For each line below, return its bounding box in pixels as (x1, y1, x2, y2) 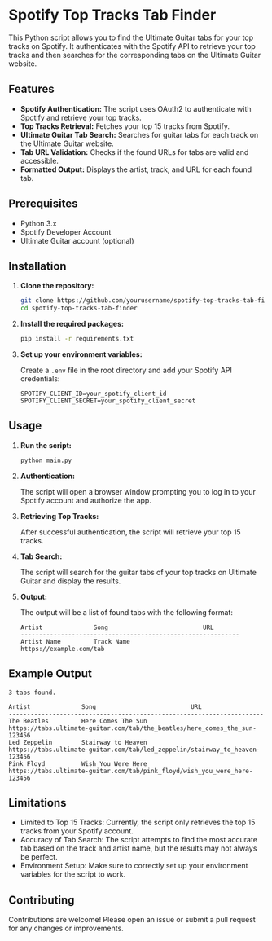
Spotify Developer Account (20, 226, 112, 237)
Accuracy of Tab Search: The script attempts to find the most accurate (20, 835, 258, 845)
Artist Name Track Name (20, 637, 130, 645)
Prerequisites (8, 197, 78, 211)
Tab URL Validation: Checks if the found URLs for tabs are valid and (20, 147, 249, 156)
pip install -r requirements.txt (20, 335, 134, 343)
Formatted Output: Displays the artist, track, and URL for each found (20, 165, 252, 174)
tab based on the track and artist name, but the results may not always (20, 843, 257, 853)
